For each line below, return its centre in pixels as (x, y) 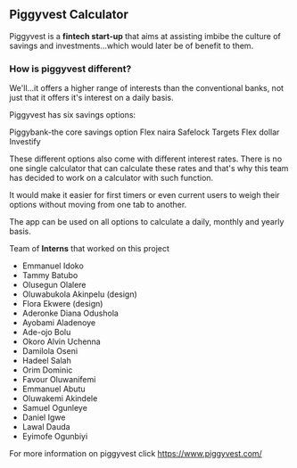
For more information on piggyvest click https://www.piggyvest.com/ (136, 454)
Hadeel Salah (46, 361)
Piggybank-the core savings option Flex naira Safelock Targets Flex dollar (144, 132)
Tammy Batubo (50, 275)
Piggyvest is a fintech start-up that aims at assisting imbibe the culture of (145, 36)
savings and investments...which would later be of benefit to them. (132, 45)
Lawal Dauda (46, 427)
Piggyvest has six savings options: (73, 115)
